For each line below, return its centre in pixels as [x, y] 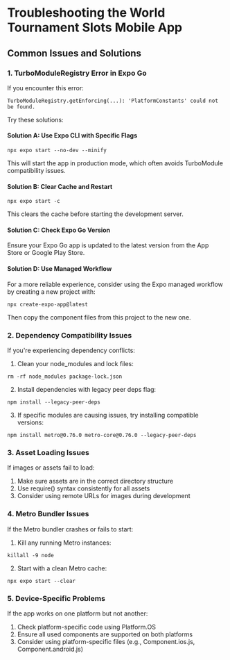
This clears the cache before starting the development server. [95, 214]
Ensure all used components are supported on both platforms [105, 634]
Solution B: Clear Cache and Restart [60, 186]
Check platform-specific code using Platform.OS [86, 627]
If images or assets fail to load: [51, 468]
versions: [30, 422]
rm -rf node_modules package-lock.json [65, 377]
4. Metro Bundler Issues [48, 514]
